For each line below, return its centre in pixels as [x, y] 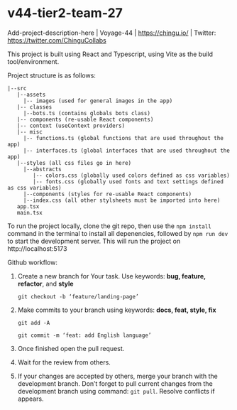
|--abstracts [42, 169]
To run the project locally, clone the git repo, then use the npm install [109, 226]
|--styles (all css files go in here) [74, 163]
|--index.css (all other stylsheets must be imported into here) [122, 200]
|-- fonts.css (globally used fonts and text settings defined [128, 182]
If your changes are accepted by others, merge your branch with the [117, 376]
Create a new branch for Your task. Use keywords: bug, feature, [111, 276]
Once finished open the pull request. [71, 348]
